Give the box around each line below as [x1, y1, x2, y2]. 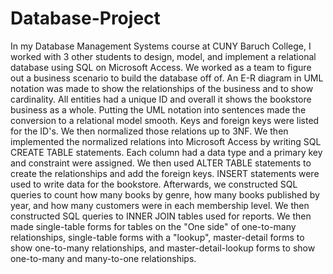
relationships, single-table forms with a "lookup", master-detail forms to [10, 231, 305, 243]
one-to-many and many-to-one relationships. [10, 252, 197, 264]
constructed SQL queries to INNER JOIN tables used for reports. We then [10, 210, 312, 222]
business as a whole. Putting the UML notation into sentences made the [10, 103, 307, 116]
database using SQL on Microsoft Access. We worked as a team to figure [10, 61, 312, 73]
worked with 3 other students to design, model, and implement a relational [10, 50, 317, 62]
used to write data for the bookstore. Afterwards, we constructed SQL [10, 178, 298, 190]
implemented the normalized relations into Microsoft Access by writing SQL [10, 135, 322, 147]
